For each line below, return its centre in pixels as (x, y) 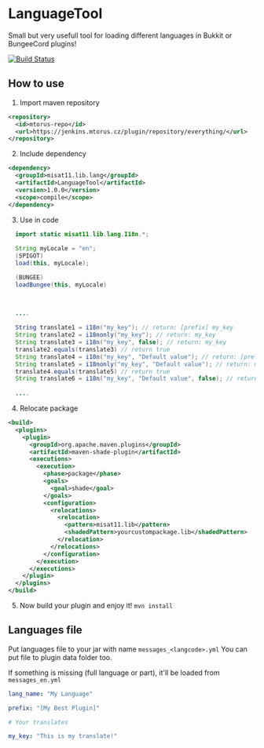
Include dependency (53, 154)
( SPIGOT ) (29, 256)
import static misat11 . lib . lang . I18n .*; (82, 234)
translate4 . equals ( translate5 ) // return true (93, 371)
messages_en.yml (35, 680)
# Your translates (38, 722)
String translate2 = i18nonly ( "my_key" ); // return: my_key (115, 335)
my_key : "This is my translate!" (63, 736)
